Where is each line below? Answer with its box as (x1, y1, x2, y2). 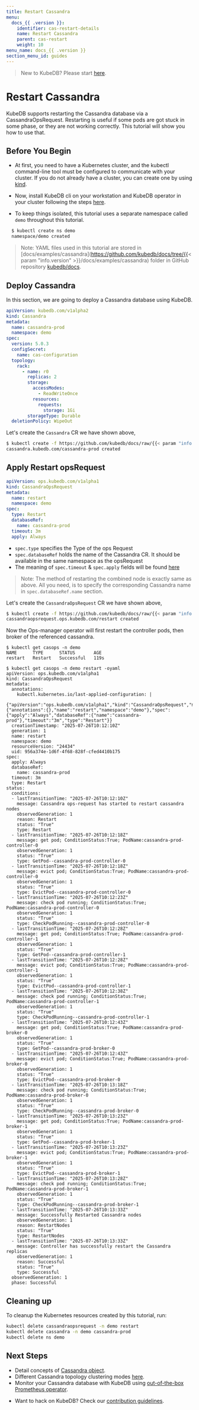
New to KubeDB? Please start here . (20, 69, 107, 76)
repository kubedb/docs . (20, 263, 82, 271)
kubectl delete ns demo (6, 1334, 65, 1340)
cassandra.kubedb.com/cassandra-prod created (6, 446, 120, 452)
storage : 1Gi (43, 407, 76, 413)
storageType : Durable (27, 413, 81, 419)
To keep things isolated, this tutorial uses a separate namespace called (14, 210, 188, 217)
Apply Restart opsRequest (6, 462, 105, 473)
